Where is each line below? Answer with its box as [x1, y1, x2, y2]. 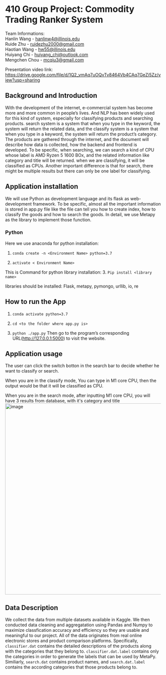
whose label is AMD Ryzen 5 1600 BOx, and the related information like [5, 152, 150, 158]
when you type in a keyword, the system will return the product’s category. [5, 131, 157, 137]
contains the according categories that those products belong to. [5, 664, 137, 670]
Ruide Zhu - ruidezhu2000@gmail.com [5, 41, 84, 47]
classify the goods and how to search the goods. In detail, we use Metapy [5, 211, 156, 217]
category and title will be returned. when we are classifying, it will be [5, 157, 145, 163]
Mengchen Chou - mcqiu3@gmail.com [5, 57, 84, 63]
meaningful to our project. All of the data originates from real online [5, 632, 142, 639]
